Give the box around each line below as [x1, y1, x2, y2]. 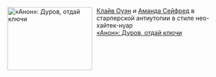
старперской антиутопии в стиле [96, 14, 195, 22]
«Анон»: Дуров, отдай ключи [96, 29, 183, 36]
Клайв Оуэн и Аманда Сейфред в [96, 7, 195, 14]
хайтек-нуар [96, 21, 133, 30]
